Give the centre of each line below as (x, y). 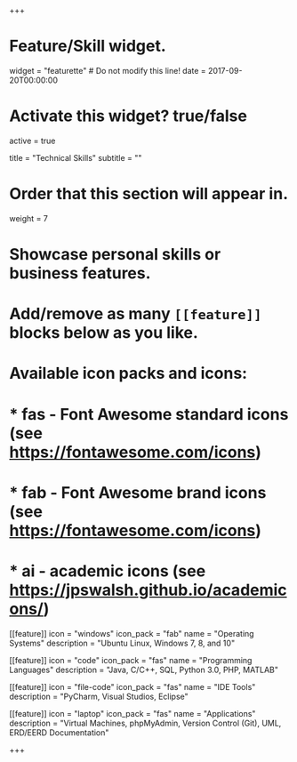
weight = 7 (29, 218)
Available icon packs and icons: (128, 373)
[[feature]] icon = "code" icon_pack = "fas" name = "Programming (131, 660)
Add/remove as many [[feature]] (136, 314)
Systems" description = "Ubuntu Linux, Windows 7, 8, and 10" (122, 643)
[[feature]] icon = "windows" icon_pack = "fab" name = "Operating (132, 633)
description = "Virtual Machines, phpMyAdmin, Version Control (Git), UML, (145, 723)
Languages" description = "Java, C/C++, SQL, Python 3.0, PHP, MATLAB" (144, 670)
